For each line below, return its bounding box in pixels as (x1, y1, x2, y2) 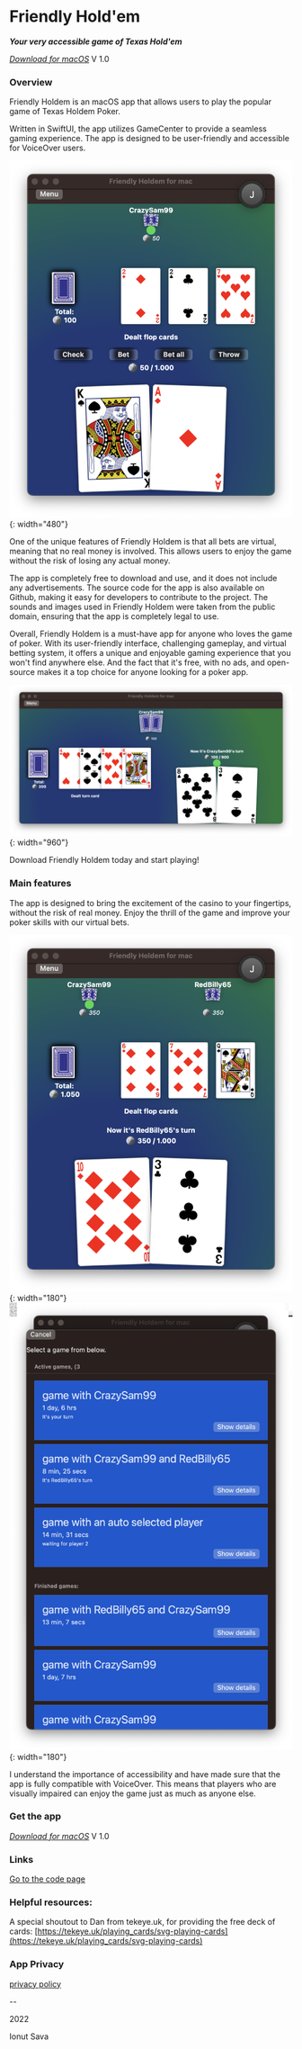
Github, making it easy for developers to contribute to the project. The (9, 592, 269, 603)
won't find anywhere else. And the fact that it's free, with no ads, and (9, 657, 265, 668)
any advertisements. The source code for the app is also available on (9, 582, 265, 593)
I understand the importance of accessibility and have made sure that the (9, 1768, 281, 1779)
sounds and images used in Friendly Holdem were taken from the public (9, 601, 276, 613)
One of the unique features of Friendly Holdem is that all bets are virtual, (9, 536, 277, 547)
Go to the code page (9, 1874, 85, 1884)
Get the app (9, 1811, 61, 1823)
